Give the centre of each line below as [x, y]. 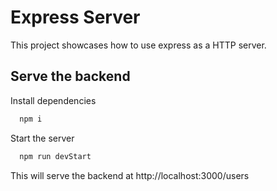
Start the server [42, 138]
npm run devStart [55, 156]
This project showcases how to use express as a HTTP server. [138, 45]
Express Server [75, 17]
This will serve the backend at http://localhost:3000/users [130, 175]
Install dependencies [53, 100]
